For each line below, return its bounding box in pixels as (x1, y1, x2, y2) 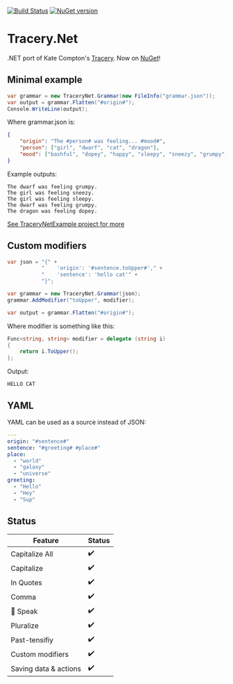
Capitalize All (10, 549, 53, 559)
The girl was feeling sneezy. (7, 189, 95, 196)
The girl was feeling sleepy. (7, 195, 95, 202)
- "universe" (13, 470, 51, 478)
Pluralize (10, 621, 40, 630)
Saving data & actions (10, 664, 82, 674)
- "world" (13, 457, 42, 464)
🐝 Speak (10, 606, 38, 616)
